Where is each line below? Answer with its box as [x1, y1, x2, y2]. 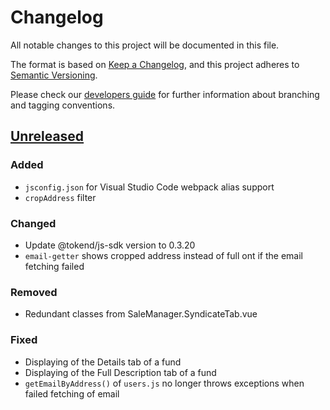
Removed [10, 285, 58, 299]
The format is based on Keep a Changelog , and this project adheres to [10, 58, 300, 70]
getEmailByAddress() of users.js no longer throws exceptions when [24, 377, 305, 389]
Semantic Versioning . [10, 69, 98, 81]
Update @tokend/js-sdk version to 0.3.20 [24, 239, 196, 251]
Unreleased [10, 128, 85, 145]
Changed [10, 216, 57, 230]
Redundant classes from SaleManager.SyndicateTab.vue [24, 308, 258, 320]
